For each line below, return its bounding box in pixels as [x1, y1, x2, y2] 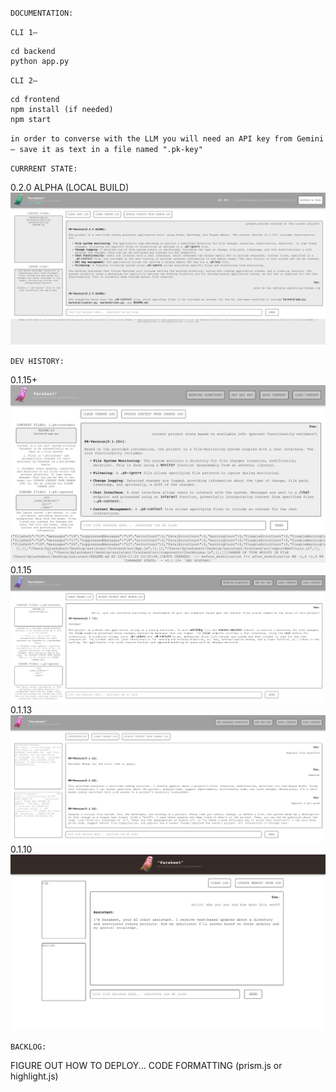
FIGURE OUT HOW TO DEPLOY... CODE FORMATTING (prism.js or [10, 1060, 283, 1072]
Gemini [296, 134, 325, 144]
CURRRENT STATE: [10, 164, 78, 174]
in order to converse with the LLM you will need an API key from [10, 134, 293, 144]
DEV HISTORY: [10, 357, 65, 367]
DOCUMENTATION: [10, 8, 74, 18]
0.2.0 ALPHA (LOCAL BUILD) [10, 182, 130, 193]
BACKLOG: [10, 1042, 47, 1052]
